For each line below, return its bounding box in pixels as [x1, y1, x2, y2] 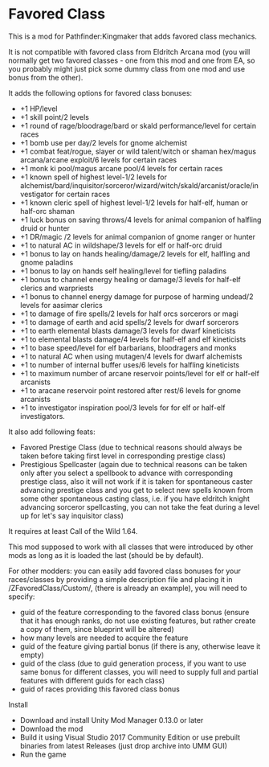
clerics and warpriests [19, 283, 94, 293]
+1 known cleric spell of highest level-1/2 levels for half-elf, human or [19, 198, 249, 207]
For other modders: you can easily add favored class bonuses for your [8, 566, 241, 576]
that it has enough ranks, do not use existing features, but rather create [19, 616, 256, 625]
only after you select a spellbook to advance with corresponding [19, 468, 234, 478]
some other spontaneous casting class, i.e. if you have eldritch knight [19, 494, 251, 503]
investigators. [19, 411, 66, 420]
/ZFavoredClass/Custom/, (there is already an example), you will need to [8, 583, 247, 593]
